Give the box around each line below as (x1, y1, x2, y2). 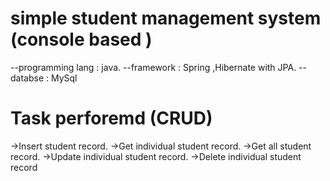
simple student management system (10, 7, 322, 30)
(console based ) (10, 28, 153, 51)
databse (10, 72, 45, 84)
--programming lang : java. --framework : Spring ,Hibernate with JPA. (10, 61, 297, 73)
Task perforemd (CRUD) (10, 107, 213, 130)
